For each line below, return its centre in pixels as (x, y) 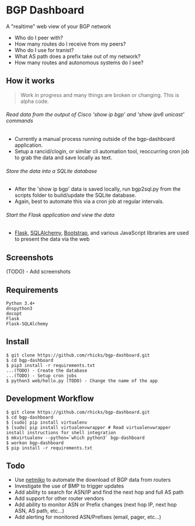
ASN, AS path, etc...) (39, 511)
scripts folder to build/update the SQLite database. (75, 195)
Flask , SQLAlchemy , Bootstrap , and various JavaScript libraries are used (102, 233)
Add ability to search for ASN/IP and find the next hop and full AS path (99, 492)
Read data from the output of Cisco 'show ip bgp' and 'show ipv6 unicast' (95, 115)
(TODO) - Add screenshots (39, 272)
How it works (30, 81)
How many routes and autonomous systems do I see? (79, 63)
